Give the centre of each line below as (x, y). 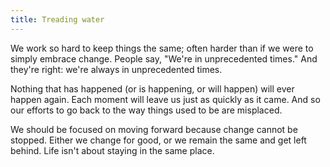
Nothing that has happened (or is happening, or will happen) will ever (152, 88)
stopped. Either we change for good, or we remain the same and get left (158, 140)
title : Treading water (57, 19)
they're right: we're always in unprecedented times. (116, 69)
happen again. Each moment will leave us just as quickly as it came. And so (165, 99)
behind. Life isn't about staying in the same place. (112, 150)
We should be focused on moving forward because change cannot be (154, 129)
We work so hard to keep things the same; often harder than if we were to (162, 48)
